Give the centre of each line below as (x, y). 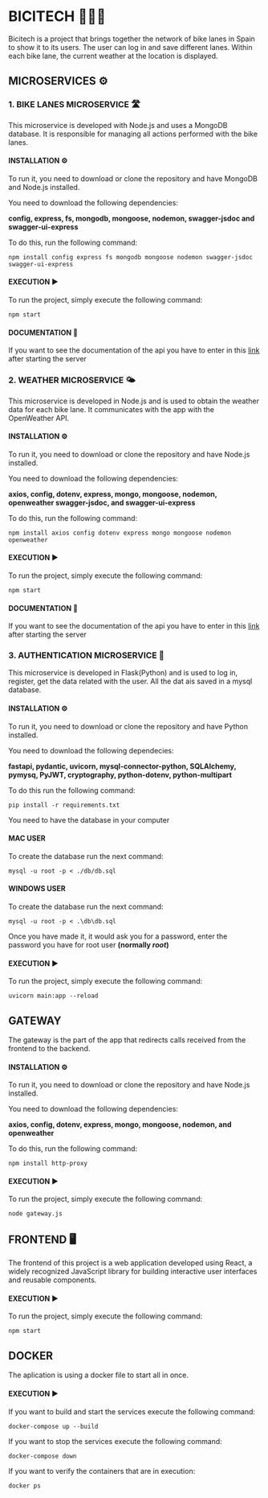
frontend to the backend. (49, 1049)
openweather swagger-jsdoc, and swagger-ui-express (102, 502)
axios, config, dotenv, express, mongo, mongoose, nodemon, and (120, 1125)
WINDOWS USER (37, 889)
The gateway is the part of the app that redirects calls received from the (127, 1040)
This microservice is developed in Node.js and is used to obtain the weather (134, 401)
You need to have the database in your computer (89, 819)
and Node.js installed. (44, 187)
